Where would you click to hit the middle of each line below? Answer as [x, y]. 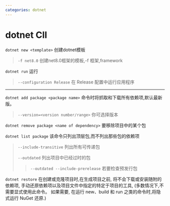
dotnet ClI [26, 35]
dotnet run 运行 [22, 71]
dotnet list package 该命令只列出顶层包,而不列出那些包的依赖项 [73, 136]
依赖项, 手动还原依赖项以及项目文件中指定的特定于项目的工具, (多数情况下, [82, 185]
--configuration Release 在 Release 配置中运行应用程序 [76, 82]
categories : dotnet [26, 10]
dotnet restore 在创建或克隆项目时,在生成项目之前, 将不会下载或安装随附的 [83, 179]
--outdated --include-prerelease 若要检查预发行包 [84, 168]
